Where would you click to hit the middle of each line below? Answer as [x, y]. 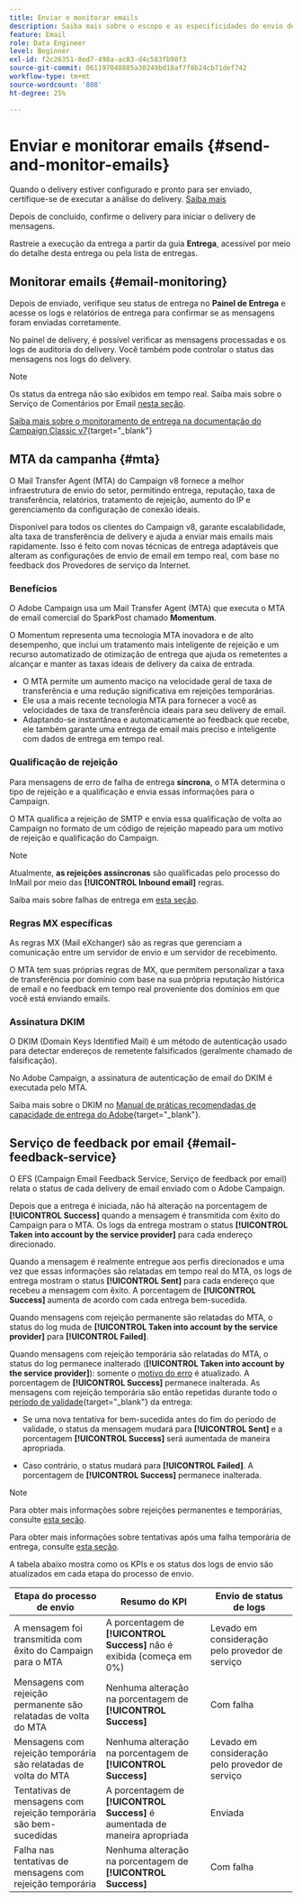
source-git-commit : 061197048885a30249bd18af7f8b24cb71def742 [128, 69]
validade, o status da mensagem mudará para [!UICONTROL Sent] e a [152, 1429]
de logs [249, 1607]
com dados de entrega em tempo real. [93, 739]
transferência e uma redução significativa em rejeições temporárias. [149, 691]
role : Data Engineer [48, 43]
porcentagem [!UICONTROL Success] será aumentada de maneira [146, 1439]
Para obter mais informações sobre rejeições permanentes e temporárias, [146, 1510]
